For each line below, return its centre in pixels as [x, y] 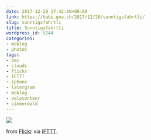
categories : [20, 38]
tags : [13, 55]
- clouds [17, 66]
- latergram [20, 87]
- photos [17, 50]
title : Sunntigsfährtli [35, 28]
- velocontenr [23, 98]
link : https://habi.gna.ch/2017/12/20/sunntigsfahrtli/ [75, 17]
